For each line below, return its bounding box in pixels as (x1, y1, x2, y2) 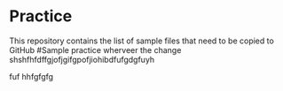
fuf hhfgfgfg (9, 71, 54, 81)
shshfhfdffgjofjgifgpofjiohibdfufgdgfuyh (9, 54, 155, 64)
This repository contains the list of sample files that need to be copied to (9, 35, 275, 46)
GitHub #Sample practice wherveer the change (9, 44, 182, 55)
